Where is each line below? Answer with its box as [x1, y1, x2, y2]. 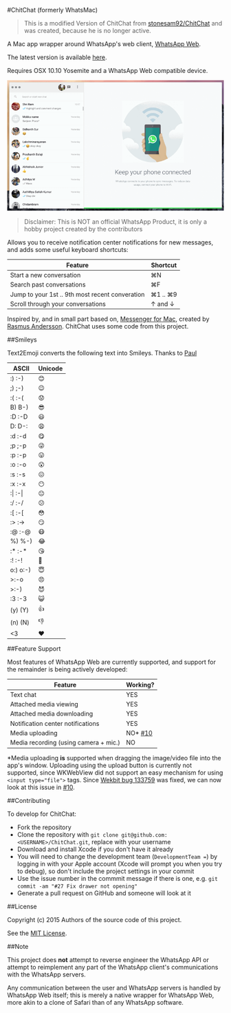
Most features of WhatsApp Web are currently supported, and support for [7, 658, 217, 667]
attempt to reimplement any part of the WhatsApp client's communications [7, 963, 219, 971]
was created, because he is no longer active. [23, 27, 151, 34]
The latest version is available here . [7, 53, 108, 61]
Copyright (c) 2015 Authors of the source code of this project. [7, 915, 182, 923]
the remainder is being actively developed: [7, 665, 128, 673]
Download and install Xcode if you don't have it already [16, 845, 174, 853]
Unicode [38, 364, 63, 373]
